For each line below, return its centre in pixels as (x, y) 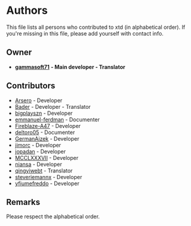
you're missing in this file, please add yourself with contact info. (85, 33)
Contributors (31, 86)
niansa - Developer (38, 164)
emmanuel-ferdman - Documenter (57, 119)
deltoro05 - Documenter (45, 132)
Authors (27, 11)
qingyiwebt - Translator (44, 170)
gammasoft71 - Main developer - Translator (70, 67)
